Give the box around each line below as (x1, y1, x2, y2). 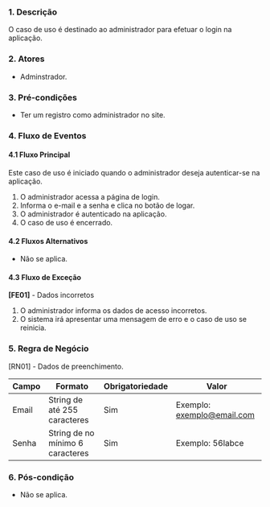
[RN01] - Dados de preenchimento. (8, 361, 124, 371)
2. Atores (8, 53, 45, 64)
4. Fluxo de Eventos (8, 130, 87, 141)
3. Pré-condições (8, 92, 78, 103)
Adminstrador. (19, 72, 67, 81)
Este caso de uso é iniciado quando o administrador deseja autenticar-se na (8, 168, 260, 178)
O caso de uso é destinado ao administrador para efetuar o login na (8, 25, 232, 35)
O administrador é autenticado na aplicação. (19, 209, 167, 219)
